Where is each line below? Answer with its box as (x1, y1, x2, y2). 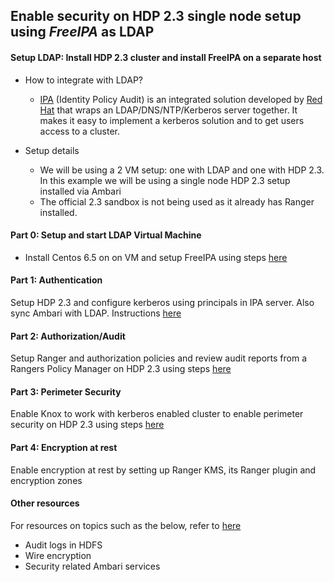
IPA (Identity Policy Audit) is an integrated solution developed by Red (39, 93, 323, 105)
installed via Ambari (39, 185, 122, 197)
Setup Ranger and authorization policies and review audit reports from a (10, 352, 308, 364)
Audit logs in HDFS (24, 539, 103, 551)
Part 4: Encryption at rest (10, 442, 118, 453)
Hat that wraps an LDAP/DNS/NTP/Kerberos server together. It (39, 104, 298, 116)
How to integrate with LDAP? (24, 74, 143, 86)
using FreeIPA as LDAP (10, 24, 155, 41)
